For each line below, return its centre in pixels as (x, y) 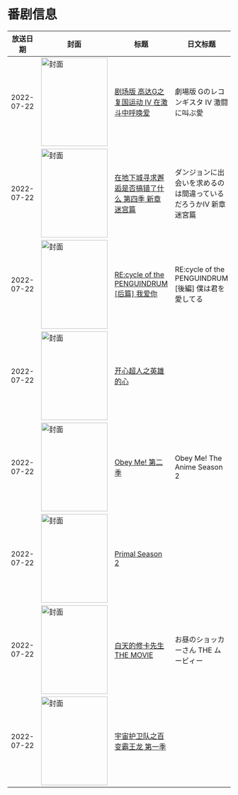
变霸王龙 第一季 (140, 747)
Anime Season (199, 467)
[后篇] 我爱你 (136, 294)
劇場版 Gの (193, 91)
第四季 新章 (142, 199)
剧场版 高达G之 (140, 91)
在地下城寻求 (136, 177)
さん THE (197, 650)
